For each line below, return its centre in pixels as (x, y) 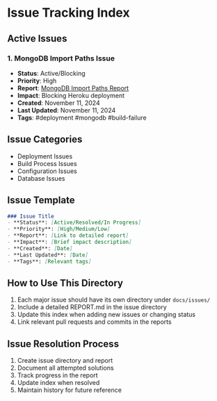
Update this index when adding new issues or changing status (106, 315)
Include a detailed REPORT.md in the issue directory (92, 307)
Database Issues (41, 178)
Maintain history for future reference (69, 390)
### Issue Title (31, 216)
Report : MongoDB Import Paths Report (73, 88)
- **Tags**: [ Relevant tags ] (49, 261)
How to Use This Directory (65, 283)
